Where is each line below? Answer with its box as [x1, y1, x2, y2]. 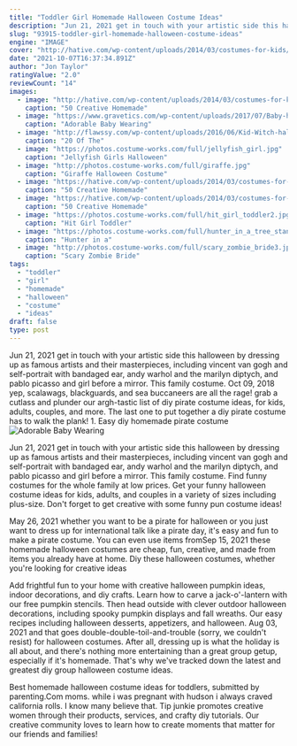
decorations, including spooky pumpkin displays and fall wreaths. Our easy [9, 608, 283, 619]
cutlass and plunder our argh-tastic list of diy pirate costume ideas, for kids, [9, 396, 286, 407]
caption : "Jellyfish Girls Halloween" [25, 152, 168, 162]
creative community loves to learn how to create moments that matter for [9, 719, 276, 730]
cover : [9, 46, 34, 55]
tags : [9, 260, 29, 269]
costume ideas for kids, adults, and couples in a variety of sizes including [9, 488, 277, 500]
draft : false [9, 318, 57, 327]
